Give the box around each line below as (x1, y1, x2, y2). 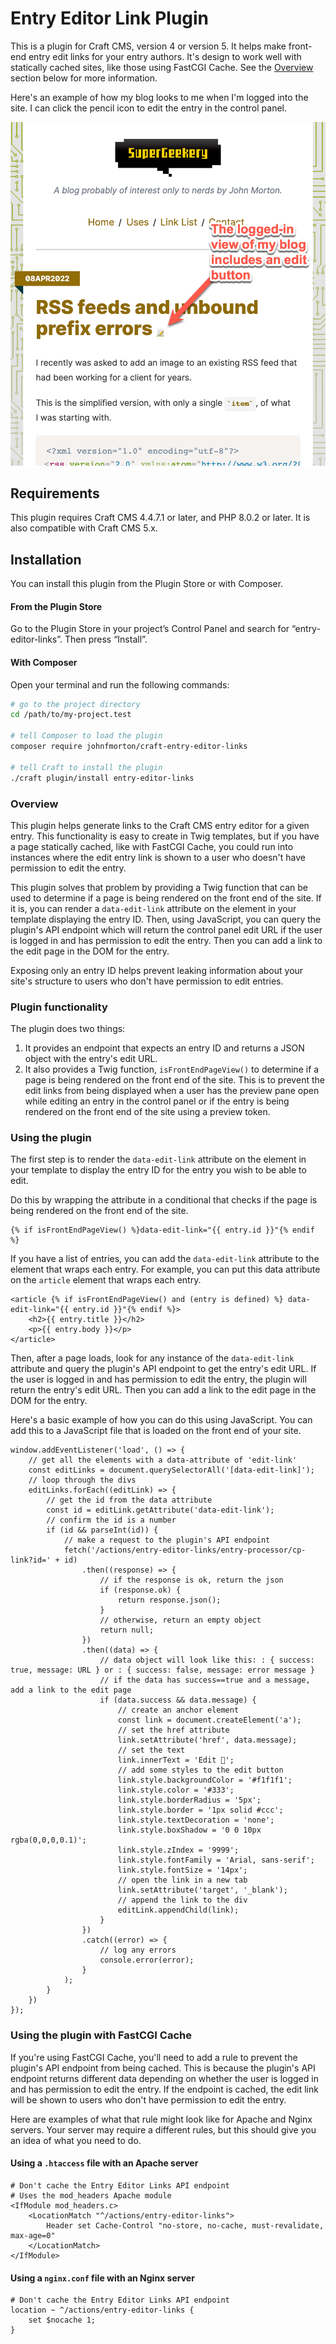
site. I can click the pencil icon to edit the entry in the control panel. (10, 102, 288, 114)
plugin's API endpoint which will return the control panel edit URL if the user (10, 923, 323, 936)
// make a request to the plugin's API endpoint (63, 1535, 271, 1546)
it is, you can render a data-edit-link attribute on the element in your (10, 902, 297, 914)
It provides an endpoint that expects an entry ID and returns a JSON (24, 1042, 305, 1054)
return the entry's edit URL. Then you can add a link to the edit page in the (10, 1384, 317, 1396)
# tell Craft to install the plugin (10, 762, 163, 772)
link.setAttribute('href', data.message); (117, 1735, 298, 1746)
